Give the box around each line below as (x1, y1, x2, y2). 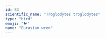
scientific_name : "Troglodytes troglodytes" (5, 12, 100, 17)
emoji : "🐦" (5, 21, 30, 26)
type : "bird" (5, 16, 33, 21)
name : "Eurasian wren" (5, 26, 53, 31)
